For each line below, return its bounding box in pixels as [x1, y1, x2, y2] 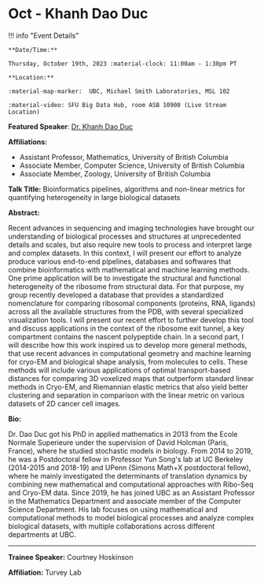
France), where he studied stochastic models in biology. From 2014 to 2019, [8, 446, 253, 455]
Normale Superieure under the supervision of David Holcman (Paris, [8, 438, 229, 447]
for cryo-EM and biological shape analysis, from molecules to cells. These [8, 357, 248, 366]
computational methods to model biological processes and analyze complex [8, 513, 255, 522]
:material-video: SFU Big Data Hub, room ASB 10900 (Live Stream [8, 101, 226, 109]
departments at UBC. [8, 529, 77, 539]
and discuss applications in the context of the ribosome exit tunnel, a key [8, 324, 245, 333]
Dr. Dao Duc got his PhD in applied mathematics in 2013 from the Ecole [8, 429, 238, 439]
